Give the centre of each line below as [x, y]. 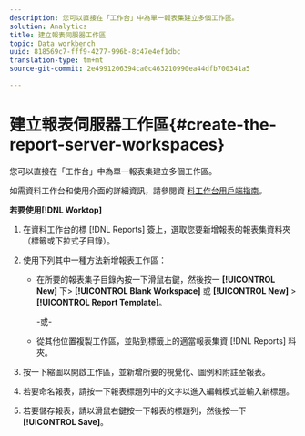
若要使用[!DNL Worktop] [56, 210]
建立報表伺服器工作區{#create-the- [143, 125]
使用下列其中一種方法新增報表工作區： [94, 260]
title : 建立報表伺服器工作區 [58, 35]
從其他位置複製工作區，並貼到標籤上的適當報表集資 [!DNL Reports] [161, 341]
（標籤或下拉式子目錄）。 [69, 240]
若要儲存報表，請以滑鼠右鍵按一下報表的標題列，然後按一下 [134, 410]
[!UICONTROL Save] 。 [66, 421]
